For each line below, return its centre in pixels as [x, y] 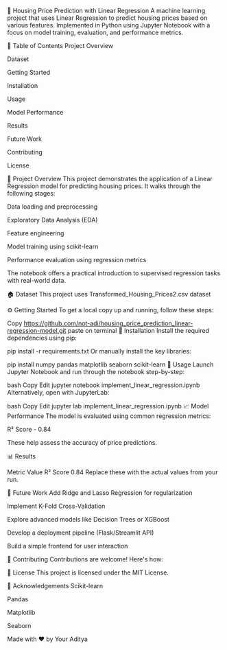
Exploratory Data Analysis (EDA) [52, 220]
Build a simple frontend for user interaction [68, 546]
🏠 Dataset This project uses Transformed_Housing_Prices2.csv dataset [109, 294]
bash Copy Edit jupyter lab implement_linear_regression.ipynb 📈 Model [108, 406]
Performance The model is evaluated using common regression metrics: [109, 416]
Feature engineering [36, 233]
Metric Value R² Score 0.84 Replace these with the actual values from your [112, 472]
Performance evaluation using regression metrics [77, 260]
